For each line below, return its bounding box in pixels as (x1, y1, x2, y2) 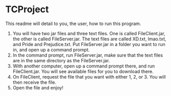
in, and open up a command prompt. (12, 46, 90, 53)
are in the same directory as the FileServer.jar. (12, 57, 110, 63)
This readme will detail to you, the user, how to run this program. (5, 20, 141, 27)
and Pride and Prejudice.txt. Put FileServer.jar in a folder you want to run (12, 41, 165, 47)
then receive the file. (12, 79, 56, 85)
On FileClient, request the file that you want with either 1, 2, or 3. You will (12, 74, 166, 80)
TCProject (5, 4, 49, 15)
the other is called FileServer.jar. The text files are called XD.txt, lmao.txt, (12, 36, 166, 42)
